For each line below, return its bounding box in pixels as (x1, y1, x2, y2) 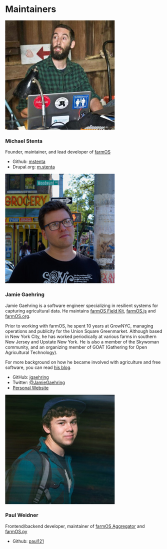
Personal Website (12, 384, 49, 390)
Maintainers (5, 3, 56, 15)
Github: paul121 (12, 538, 44, 544)
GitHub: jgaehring (12, 374, 49, 380)
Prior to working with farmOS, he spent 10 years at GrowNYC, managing (5, 322, 153, 328)
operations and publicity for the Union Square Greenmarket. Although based (5, 328, 162, 334)
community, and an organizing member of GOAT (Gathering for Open (5, 344, 147, 350)
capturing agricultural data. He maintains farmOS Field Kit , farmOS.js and (5, 307, 156, 313)
